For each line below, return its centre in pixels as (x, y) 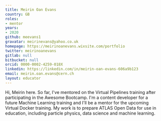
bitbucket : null (22, 60)
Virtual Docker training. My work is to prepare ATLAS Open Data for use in (81, 108)
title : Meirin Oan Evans (31, 10)
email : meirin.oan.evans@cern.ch (40, 74)
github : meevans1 (23, 37)
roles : (12, 19)
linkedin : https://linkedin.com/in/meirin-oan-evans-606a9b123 (72, 69)
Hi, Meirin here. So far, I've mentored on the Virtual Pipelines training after (80, 92)
